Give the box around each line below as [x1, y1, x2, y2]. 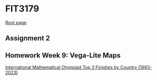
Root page [5, 19, 27, 25]
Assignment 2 [5, 34, 50, 42]
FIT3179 [5, 3, 39, 14]
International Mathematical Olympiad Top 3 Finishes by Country [5, 64, 137, 70]
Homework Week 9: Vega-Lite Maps [5, 51, 121, 59]
